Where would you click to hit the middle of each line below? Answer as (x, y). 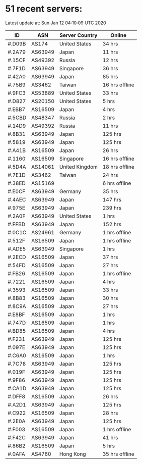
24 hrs (110, 175)
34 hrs (110, 43)
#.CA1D (17, 388)
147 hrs (112, 199)
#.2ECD (17, 257)
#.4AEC (17, 199)
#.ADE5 (17, 249)
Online (119, 35)
